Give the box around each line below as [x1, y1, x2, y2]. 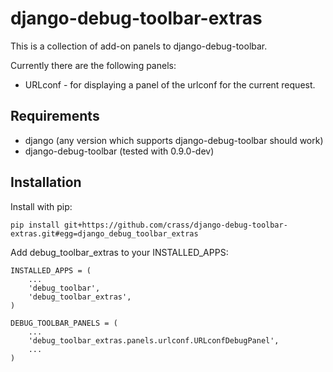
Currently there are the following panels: [10, 59, 177, 71]
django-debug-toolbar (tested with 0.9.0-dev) [24, 145, 215, 157]
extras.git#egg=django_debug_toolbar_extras [10, 228, 199, 239]
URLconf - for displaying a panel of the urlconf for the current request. [24, 78, 316, 91]
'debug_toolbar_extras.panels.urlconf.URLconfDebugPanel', [28, 335, 280, 346]
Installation [10, 174, 82, 191]
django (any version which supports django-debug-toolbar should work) [24, 134, 324, 146]
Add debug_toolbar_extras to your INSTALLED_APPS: [10, 246, 229, 258]
